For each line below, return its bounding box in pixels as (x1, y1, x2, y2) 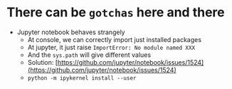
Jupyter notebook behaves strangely (16, 28, 125, 36)
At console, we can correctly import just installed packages (27, 35, 202, 43)
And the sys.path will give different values (27, 51, 151, 59)
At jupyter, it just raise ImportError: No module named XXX (27, 43, 196, 51)
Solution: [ (27, 58, 58, 66)
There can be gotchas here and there (6, 4, 225, 21)
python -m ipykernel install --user (27, 74, 137, 82)
